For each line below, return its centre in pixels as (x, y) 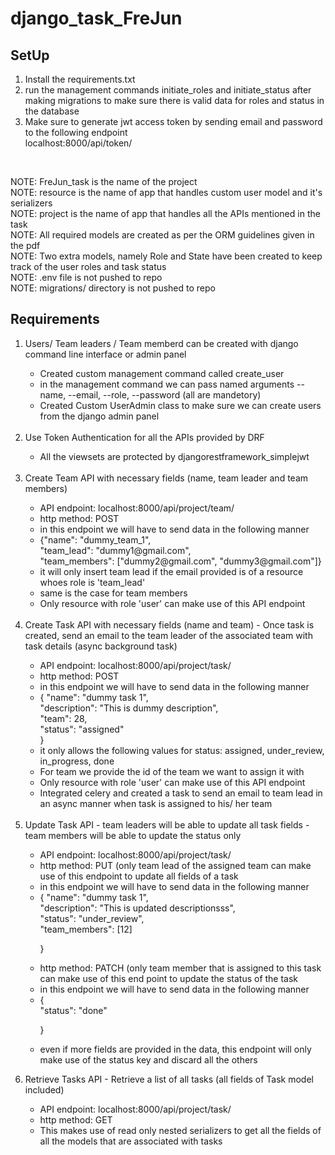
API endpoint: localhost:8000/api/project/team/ (137, 508)
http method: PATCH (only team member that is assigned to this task (180, 968)
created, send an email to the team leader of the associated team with (168, 635)
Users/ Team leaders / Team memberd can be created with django (161, 343)
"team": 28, (63, 718)
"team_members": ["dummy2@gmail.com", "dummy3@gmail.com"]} (180, 561)
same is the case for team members (113, 593)
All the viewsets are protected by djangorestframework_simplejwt (174, 456)
